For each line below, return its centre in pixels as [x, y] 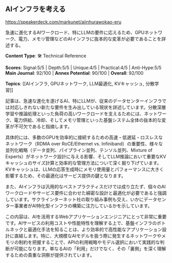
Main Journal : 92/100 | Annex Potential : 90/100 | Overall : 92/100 [74, 73]
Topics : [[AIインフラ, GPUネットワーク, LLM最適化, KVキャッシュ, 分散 [80, 83]
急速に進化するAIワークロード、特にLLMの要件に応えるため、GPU [75, 32]
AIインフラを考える [36, 9]
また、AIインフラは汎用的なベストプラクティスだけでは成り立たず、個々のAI [85, 186]
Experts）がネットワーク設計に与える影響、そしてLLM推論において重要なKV [86, 156]
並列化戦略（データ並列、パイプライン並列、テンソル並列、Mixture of [79, 150]
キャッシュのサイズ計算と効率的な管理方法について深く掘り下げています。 [83, 163]
